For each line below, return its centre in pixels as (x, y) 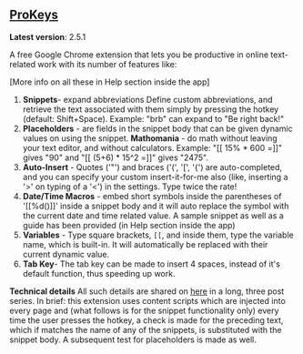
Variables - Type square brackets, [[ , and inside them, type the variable (158, 235)
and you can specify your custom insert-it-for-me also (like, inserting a (155, 177)
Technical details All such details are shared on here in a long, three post (147, 291)
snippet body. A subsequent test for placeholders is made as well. (133, 339)
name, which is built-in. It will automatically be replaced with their (145, 244)
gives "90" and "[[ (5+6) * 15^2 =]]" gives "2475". (116, 157)
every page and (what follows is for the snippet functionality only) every (144, 310)
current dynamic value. (66, 254)
